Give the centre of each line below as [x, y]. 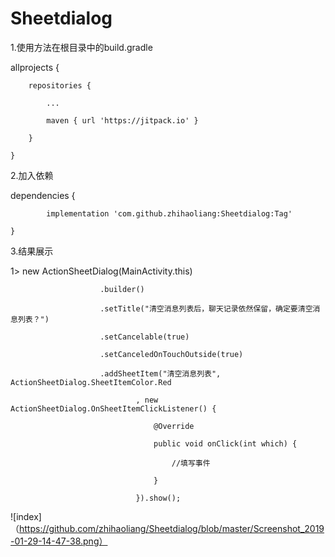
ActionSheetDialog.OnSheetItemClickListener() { [113, 408]
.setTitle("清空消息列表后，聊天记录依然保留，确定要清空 [206, 308]
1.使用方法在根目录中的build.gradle [81, 47]
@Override [174, 426]
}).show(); [158, 498]
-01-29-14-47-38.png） [59, 541]
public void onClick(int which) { [225, 443]
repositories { [60, 85]
